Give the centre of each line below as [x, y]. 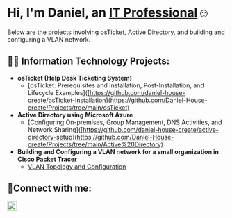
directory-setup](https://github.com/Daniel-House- [101, 137]
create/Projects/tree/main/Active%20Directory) [96, 144]
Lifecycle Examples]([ [59, 92]
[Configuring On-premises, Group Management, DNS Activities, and [125, 122]
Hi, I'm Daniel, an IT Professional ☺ [109, 13]
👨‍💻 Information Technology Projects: [89, 61]
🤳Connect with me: [49, 188]
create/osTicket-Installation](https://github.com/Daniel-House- [117, 100]
